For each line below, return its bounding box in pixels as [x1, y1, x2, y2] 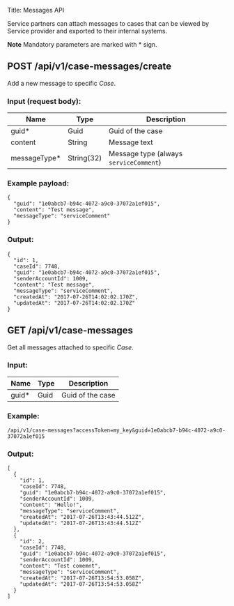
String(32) [67, 153, 102, 163]
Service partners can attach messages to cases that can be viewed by [7, 20, 210, 27]
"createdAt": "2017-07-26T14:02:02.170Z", [13, 293, 139, 301]
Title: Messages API [7, 6, 65, 14]
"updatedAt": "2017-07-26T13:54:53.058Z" [19, 581, 141, 588]
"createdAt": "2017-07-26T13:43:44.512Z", [19, 514, 145, 521]
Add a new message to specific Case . [7, 79, 116, 87]
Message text [109, 137, 153, 147]
